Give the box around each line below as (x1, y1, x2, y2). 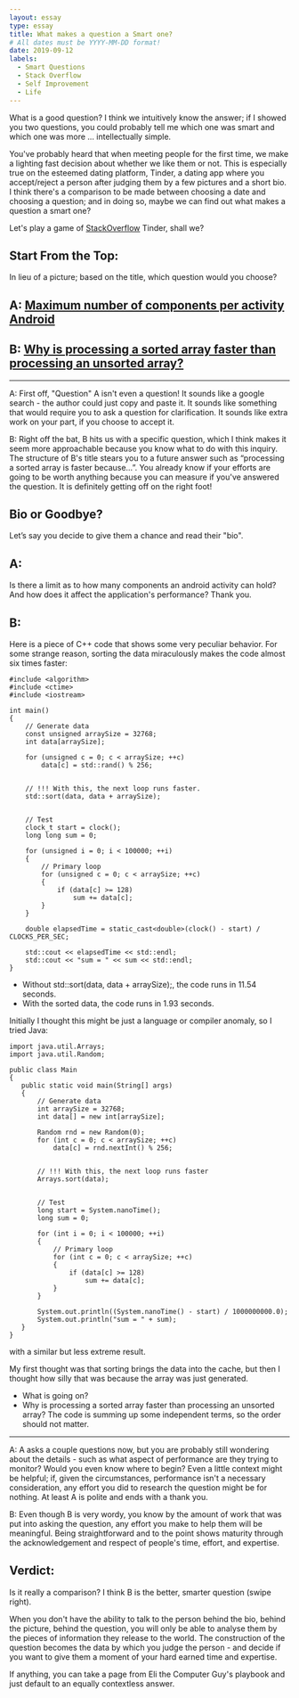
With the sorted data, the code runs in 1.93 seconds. (21, 997, 214, 1008)
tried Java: (9, 1024, 49, 1035)
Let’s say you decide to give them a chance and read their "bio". (9, 530, 244, 541)
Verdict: (9, 1563, 55, 1579)
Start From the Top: (9, 248, 119, 263)
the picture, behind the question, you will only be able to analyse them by (9, 1623, 278, 1634)
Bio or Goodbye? (9, 506, 103, 521)
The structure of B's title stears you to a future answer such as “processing (9, 452, 285, 463)
